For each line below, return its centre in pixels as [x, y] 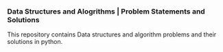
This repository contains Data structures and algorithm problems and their [112, 34]
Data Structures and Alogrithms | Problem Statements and [106, 11]
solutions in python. [35, 42]
